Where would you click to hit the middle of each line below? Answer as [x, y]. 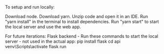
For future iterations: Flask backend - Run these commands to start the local [82, 36]
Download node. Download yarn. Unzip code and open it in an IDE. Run [77, 16]
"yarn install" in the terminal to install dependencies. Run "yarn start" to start [82, 22]
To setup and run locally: [30, 7]
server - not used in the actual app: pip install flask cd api [63, 41]
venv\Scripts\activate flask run [36, 46]
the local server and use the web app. [43, 27]
